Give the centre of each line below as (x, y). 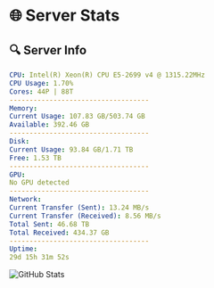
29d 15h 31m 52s (39, 258)
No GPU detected (39, 183)
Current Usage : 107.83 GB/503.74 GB (77, 117)
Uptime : (24, 249)
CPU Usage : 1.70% (41, 83)
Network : (25, 200)
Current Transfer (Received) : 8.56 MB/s (86, 216)
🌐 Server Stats (65, 16)
